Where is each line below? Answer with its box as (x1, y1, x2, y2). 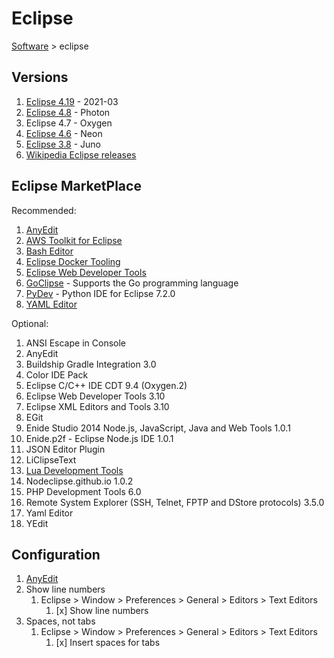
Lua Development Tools (25, 464, 124, 476)
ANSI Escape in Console (25, 337, 126, 349)
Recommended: (11, 204, 77, 216)
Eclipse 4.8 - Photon (25, 106, 111, 118)
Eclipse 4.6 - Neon (25, 127, 103, 139)
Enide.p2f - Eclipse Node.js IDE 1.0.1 (25, 432, 174, 444)
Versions (11, 69, 69, 86)
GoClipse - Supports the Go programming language (25, 277, 239, 289)
